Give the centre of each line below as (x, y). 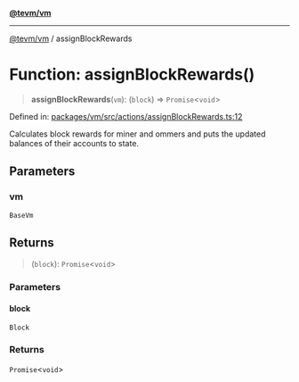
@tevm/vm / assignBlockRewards (71, 38)
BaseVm (21, 215)
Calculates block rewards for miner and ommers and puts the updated (137, 134)
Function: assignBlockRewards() (132, 75)
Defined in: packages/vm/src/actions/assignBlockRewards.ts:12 (126, 116)
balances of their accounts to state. (74, 143)
